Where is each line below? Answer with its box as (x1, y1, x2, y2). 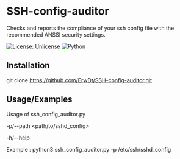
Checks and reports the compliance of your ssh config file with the (6, 24, 175, 32)
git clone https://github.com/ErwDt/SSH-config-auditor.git (6, 76, 153, 83)
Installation (6, 60, 50, 71)
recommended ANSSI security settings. (6, 30, 106, 38)
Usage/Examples (6, 94, 73, 105)
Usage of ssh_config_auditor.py (6, 110, 86, 118)
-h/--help (6, 134, 31, 141)
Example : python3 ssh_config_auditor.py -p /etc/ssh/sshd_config (6, 146, 171, 153)
